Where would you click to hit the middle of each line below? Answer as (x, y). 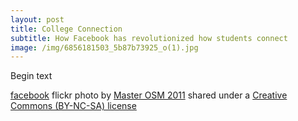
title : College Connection (66, 29)
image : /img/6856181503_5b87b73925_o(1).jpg (104, 47)
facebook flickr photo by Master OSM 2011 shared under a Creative (149, 95)
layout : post (37, 19)
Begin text (31, 76)
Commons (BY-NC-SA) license (73, 106)
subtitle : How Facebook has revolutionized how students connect (149, 38)
